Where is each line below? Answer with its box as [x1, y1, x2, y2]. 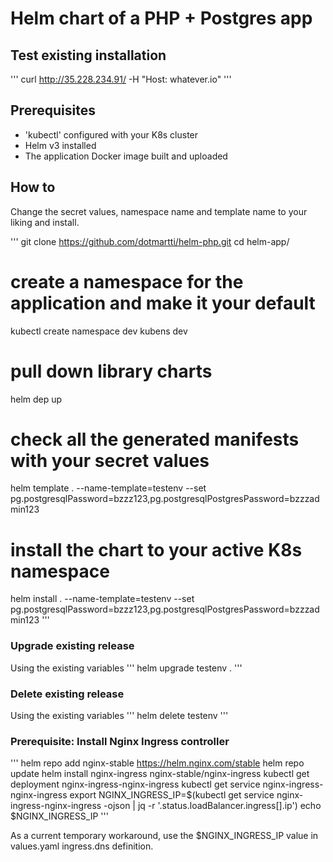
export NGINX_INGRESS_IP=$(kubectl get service [69, 789, 275, 801]
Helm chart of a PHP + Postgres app [10, 7, 313, 30]
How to [10, 179, 56, 196]
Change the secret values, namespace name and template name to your [10, 205, 308, 217]
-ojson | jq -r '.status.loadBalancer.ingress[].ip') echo [103, 800, 322, 812]
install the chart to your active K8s [10, 538, 303, 561]
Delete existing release [10, 687, 125, 701]
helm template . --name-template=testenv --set [10, 482, 207, 494]
